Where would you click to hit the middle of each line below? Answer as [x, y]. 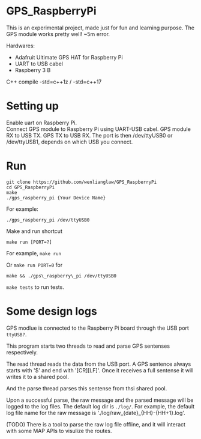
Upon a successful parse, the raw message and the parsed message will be [100, 400]
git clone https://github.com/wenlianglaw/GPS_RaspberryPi [82, 182]
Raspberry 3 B [33, 70]
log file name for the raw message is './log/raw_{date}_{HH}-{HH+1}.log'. [96, 413]
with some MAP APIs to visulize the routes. [59, 431]
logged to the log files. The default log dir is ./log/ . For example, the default [100, 406]
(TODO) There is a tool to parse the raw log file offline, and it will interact [96, 424]
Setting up [32, 106]
